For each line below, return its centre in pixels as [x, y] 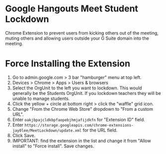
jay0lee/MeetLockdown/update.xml [47, 130]
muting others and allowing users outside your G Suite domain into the [77, 38]
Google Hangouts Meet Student [72, 9]
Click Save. [24, 135]
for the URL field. [100, 130]
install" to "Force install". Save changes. [53, 146]
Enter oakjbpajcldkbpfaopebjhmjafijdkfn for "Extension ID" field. [79, 119]
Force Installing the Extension [68, 64]
